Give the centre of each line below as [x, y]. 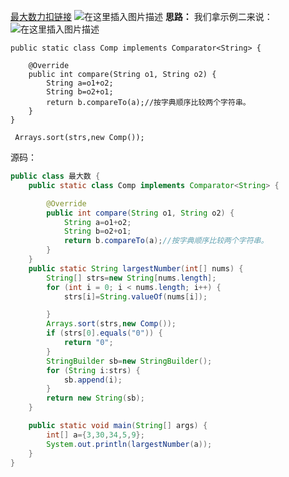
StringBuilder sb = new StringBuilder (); [129, 361]
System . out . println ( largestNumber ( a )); [129, 444]
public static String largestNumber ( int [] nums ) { [136, 268]
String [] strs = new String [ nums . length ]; [131, 278]
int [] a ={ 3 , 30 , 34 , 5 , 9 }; [95, 435]
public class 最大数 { [55, 176]
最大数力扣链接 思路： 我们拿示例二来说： [141, 16]
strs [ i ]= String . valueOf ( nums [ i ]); [135, 296]
